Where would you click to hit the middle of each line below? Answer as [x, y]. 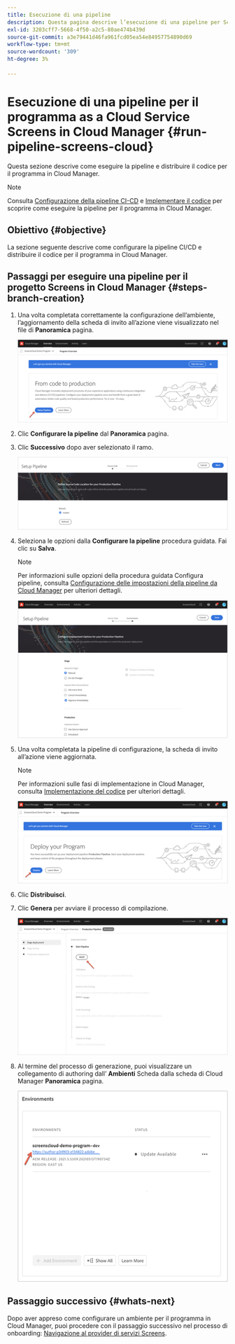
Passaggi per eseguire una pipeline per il [98, 276]
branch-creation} [46, 298]
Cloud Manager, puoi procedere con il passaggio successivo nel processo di [117, 1325]
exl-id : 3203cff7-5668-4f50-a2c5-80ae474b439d [76, 29]
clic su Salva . [37, 548]
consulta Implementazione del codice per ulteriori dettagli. [101, 791]
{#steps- [187, 287]
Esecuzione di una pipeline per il [103, 102]
